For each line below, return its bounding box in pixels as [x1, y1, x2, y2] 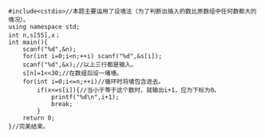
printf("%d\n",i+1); [50, 93, 120, 101]
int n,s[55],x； [8, 31, 61, 39]
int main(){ [8, 38, 48, 46]
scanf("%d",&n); [22, 45, 77, 53]
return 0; [22, 114, 56, 122]
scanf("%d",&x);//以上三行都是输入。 [22, 61, 137, 69]
